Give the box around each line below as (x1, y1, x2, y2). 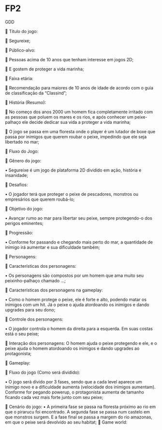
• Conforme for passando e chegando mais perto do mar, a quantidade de (5, 239, 153, 245)
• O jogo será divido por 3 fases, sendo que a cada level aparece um (5, 378, 142, 384)
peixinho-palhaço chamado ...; (5, 277, 66, 283)
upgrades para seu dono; (5, 307, 56, 312)
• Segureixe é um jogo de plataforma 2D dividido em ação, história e (5, 167, 142, 173)
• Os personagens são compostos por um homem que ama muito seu (5, 273, 144, 278)
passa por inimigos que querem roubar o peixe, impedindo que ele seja (5, 134, 147, 139)
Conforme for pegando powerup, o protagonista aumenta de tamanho (5, 389, 144, 395)
